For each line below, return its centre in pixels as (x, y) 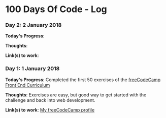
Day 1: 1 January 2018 (32, 69)
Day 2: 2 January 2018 (34, 25)
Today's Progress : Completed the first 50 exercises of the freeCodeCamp (83, 80)
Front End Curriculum (28, 85)
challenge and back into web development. (50, 100)
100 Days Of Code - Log (56, 9)
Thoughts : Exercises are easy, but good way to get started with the (76, 95)
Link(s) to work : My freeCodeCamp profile (50, 110)
